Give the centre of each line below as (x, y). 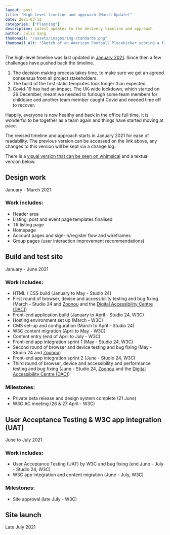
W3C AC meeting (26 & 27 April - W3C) (54, 404)
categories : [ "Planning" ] (32, 24)
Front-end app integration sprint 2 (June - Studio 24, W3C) (74, 358)
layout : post (19, 10)
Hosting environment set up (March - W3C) (58, 320)
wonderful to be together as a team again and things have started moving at (84, 120)
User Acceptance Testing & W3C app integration (83, 420)
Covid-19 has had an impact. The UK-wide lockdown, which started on (86, 89)
